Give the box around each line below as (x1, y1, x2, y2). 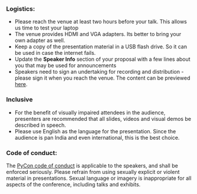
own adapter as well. (14, 37, 65, 44)
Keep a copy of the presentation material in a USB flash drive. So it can (14, 43, 188, 50)
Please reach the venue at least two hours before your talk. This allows (14, 18, 187, 25)
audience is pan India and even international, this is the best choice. (14, 134, 180, 141)
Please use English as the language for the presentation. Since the (14, 127, 176, 134)
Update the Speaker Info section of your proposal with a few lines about (14, 55, 191, 63)
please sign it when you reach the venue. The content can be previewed (14, 74, 191, 81)
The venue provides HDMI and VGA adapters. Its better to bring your (14, 31, 182, 38)
